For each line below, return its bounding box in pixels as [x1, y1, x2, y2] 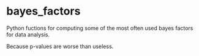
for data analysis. [6, 30, 50, 38]
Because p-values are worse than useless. [6, 43, 114, 50]
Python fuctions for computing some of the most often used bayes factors [6, 24, 193, 32]
